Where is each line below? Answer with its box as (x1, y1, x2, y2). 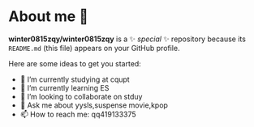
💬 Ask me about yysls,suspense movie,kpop (19, 100, 169, 110)
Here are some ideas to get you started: (8, 58, 142, 68)
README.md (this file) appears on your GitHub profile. (8, 43, 180, 53)
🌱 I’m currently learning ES (19, 83, 110, 92)
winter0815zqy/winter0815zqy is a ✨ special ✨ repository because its (8, 34, 246, 44)
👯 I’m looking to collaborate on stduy (19, 91, 143, 101)
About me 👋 (8, 7, 89, 26)
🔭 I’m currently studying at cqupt (19, 74, 130, 84)
